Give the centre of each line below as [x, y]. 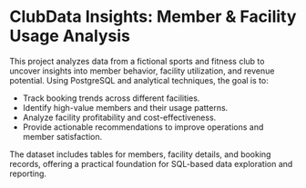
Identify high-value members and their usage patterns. [125, 107]
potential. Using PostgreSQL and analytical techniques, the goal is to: [139, 80]
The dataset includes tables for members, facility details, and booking [140, 154]
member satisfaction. [62, 136]
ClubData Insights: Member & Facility [153, 17]
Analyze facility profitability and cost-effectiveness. [119, 117]
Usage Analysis [70, 36]
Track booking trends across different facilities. [111, 98]
